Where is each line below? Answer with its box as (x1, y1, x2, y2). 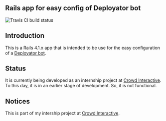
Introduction (5, 32, 45, 40)
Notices (5, 97, 30, 106)
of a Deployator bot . (5, 50, 46, 56)
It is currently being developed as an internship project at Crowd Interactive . (5, 77, 162, 83)
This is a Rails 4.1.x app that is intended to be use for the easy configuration (5, 45, 161, 51)
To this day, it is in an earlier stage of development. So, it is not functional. (5, 83, 157, 89)
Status (5, 64, 26, 73)
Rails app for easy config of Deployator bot (5, 4, 141, 12)
